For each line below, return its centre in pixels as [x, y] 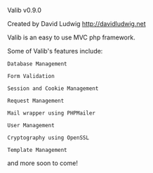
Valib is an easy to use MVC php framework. [71, 37]
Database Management [38, 64]
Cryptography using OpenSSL [48, 138]
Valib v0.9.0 [25, 10]
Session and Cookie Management [53, 89]
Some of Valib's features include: [55, 51]
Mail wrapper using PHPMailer [52, 113]
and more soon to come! [43, 163]
